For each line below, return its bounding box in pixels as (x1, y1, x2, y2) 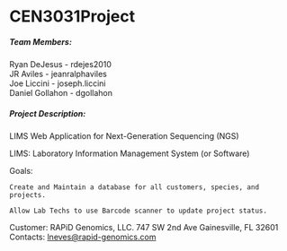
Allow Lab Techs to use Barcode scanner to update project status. (9, 206, 268, 216)
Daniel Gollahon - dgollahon (9, 88, 112, 99)
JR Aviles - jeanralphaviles (9, 69, 108, 80)
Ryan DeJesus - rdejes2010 (9, 59, 112, 70)
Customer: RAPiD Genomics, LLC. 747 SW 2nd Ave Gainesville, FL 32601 (9, 222, 279, 233)
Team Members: (9, 36, 72, 47)
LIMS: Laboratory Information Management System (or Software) (9, 148, 250, 159)
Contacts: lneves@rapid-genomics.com (9, 231, 157, 243)
